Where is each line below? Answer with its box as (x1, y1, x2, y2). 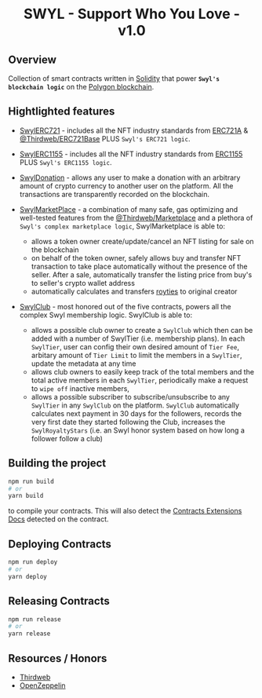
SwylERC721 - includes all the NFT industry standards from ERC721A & (19, 126, 249, 135)
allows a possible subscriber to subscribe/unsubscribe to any (31, 392, 230, 401)
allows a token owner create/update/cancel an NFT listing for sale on (31, 236, 254, 246)
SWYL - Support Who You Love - (23, 5, 241, 23)
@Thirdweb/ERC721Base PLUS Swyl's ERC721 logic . (19, 133, 191, 143)
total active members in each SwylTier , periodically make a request (31, 375, 249, 385)
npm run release (8, 615, 61, 623)
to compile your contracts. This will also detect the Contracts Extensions (8, 506, 242, 516)
